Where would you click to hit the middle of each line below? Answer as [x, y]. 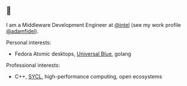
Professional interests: [33, 65]
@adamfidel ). [22, 31]
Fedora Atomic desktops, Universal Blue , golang [73, 54]
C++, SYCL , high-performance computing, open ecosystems [89, 76]
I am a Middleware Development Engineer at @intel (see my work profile [93, 25]
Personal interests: [29, 42]
